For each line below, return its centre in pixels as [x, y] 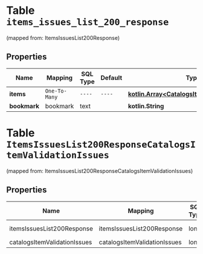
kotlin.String [146, 106]
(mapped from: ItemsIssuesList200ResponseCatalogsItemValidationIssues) [100, 171]
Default [111, 77]
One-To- [56, 91]
